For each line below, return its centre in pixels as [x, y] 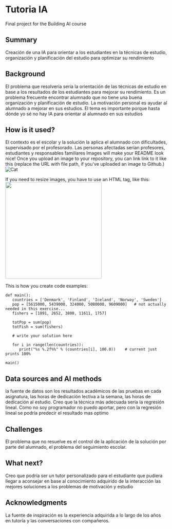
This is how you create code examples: [47, 286]
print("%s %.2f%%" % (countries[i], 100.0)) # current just [88, 349]
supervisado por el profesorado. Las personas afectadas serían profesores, [85, 148]
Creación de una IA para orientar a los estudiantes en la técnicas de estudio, [86, 52]
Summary [21, 40]
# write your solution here [42, 336]
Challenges [24, 429]
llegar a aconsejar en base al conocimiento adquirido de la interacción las [83, 481]
